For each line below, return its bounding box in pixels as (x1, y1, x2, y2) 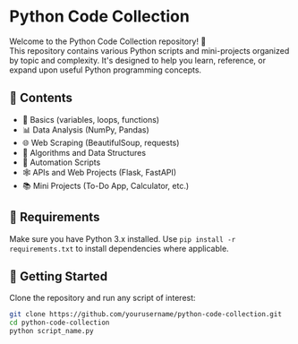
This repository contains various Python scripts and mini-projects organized (9, 45, 290, 56)
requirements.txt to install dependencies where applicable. (9, 243, 230, 254)
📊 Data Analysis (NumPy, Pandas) (21, 124, 149, 135)
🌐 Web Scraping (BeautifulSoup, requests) (21, 137, 180, 148)
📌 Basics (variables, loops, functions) (21, 114, 159, 125)
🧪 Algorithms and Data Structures (21, 147, 146, 158)
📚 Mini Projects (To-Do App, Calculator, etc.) (21, 180, 190, 191)
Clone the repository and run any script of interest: (9, 293, 196, 304)
